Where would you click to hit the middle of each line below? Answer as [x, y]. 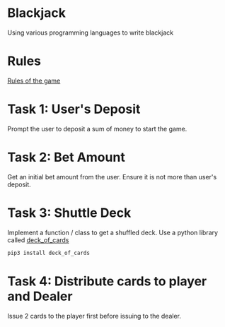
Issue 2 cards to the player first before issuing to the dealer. [94, 316]
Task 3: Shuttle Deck [69, 213]
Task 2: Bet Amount [66, 157]
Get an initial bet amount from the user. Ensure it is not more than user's [112, 177]
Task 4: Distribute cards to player [107, 281]
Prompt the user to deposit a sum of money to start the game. [97, 129]
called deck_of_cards [38, 240]
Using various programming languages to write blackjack [91, 32]
